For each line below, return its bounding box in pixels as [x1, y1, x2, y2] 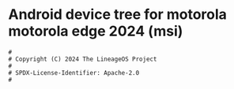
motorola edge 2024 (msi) [8, 22, 183, 40]
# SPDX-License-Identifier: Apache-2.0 [8, 69, 140, 76]
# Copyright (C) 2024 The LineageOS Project [8, 55, 157, 63]
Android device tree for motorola [8, 6, 228, 24]
